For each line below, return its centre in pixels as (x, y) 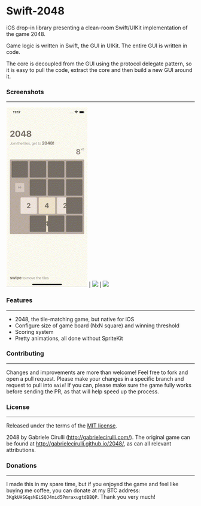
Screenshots (25, 92)
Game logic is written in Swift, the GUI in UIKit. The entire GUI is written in (97, 46)
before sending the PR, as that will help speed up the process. (83, 391)
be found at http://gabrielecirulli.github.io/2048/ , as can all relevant (89, 444)
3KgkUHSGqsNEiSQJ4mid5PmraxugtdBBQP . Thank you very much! (81, 497)
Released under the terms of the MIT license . (62, 426)
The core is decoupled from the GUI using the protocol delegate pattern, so (99, 64)
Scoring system (34, 332)
